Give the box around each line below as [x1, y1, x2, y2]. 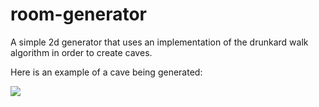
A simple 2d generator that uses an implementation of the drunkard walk [10, 36, 309, 48]
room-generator [10, 3, 148, 26]
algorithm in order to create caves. [10, 46, 153, 58]
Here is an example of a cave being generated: [10, 66, 203, 78]
